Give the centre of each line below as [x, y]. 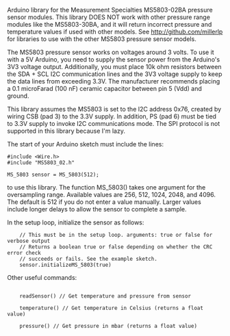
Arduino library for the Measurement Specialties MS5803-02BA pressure [110, 10]
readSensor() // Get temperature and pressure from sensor [105, 296]
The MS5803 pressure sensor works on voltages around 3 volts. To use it [111, 52]
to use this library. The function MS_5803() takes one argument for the [106, 187]
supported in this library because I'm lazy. [66, 131]
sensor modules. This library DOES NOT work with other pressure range [109, 17]
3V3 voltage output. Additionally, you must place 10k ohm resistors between [114, 67]
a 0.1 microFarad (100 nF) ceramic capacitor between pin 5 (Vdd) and [104, 89]
